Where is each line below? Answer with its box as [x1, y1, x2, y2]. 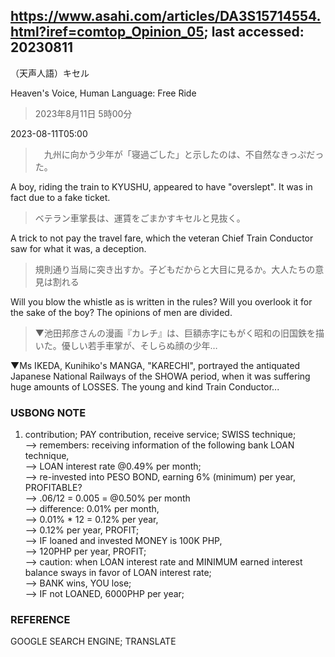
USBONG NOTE [10, 405, 87, 419]
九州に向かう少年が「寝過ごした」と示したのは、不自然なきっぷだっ [43, 148, 325, 160]
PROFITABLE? [24, 482, 83, 494]
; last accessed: [203, 24, 305, 41]
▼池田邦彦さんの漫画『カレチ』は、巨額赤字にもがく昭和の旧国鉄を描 [34, 327, 325, 339]
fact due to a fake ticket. [10, 191, 111, 203]
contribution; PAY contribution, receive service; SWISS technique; [24, 429, 297, 441]
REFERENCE [10, 613, 71, 627]
